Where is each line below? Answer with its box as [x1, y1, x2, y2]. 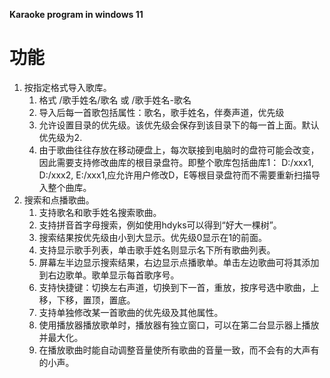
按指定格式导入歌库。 [23, 81, 112, 93]
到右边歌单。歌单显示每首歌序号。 [38, 269, 180, 281]
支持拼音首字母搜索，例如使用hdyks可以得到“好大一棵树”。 [38, 219, 282, 231]
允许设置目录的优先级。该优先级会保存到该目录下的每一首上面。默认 [38, 119, 320, 131]
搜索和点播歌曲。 [23, 194, 95, 206]
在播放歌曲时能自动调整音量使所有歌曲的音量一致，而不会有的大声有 [38, 344, 320, 356]
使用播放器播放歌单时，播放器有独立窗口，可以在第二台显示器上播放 [38, 319, 320, 331]
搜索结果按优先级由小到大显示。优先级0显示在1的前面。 [38, 231, 268, 243]
